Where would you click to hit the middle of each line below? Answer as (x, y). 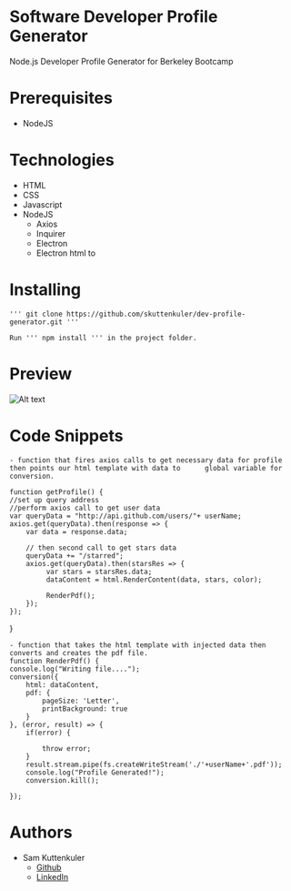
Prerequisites (61, 98)
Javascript (42, 204)
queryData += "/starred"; (75, 556)
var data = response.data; (77, 532)
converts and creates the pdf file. (79, 653)
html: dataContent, (63, 684)
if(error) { (48, 733)
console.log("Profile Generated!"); (95, 772)
